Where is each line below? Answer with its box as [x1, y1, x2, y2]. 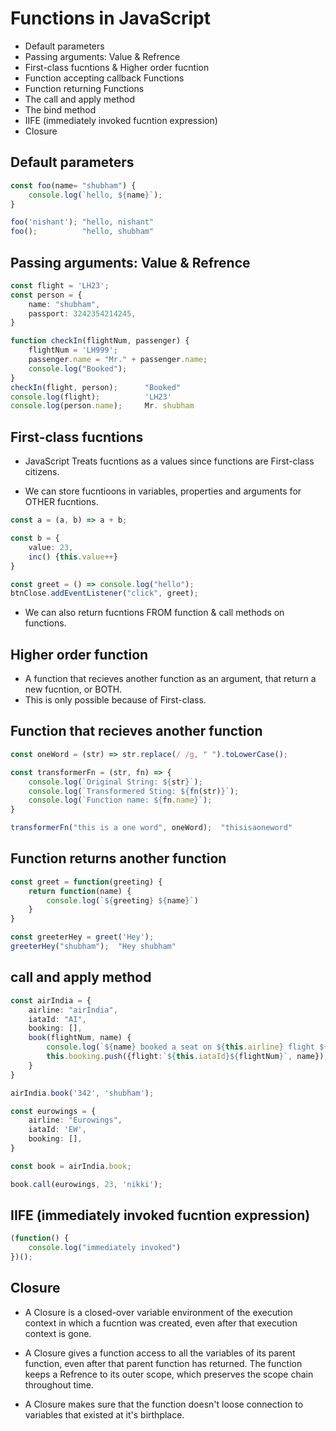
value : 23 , [28, 542, 74, 552]
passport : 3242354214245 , [28, 308, 137, 319]
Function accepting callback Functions [24, 72, 185, 84]
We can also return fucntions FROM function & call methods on [24, 607, 285, 619]
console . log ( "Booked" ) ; [28, 363, 128, 374]
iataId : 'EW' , [28, 1125, 87, 1135]
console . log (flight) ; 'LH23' [10, 392, 172, 402]
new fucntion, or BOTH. [24, 683, 123, 696]
